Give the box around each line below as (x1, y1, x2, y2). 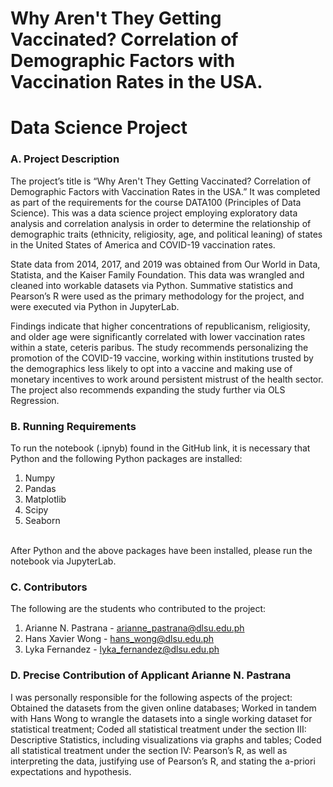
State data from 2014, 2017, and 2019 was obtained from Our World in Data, (10, 258, 321, 270)
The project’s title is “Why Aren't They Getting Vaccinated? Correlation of (10, 175, 312, 187)
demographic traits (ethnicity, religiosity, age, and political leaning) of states (10, 228, 323, 240)
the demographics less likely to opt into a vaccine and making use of (10, 362, 293, 374)
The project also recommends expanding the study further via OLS (10, 383, 286, 396)
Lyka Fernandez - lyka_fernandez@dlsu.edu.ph (24, 643, 220, 656)
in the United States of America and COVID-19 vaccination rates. (10, 238, 276, 251)
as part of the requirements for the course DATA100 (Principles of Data (10, 196, 302, 208)
